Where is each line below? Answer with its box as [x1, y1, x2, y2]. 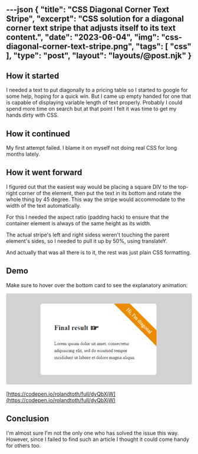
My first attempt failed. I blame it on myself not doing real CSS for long [6, 144, 177, 152]
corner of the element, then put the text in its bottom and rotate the [18, 189, 181, 196]
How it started [6, 71, 60, 81]
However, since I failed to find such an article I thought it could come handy [6, 436, 190, 443]
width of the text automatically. [6, 202, 81, 209]
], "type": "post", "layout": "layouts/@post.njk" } [6, 51, 192, 61]
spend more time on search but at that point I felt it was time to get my [6, 106, 177, 113]
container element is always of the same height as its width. [6, 219, 151, 226]
